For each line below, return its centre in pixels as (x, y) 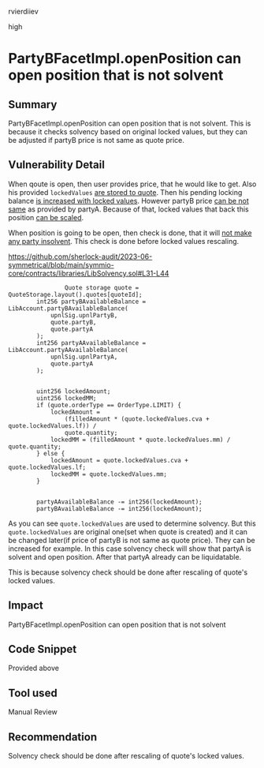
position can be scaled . (46, 217)
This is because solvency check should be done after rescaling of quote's (128, 572)
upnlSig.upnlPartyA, (84, 357)
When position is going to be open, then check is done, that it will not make (130, 233)
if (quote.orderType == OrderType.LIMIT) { (109, 405)
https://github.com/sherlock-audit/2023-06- (80, 257)
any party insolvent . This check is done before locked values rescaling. (124, 241)
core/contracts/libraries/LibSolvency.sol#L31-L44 (89, 273)
